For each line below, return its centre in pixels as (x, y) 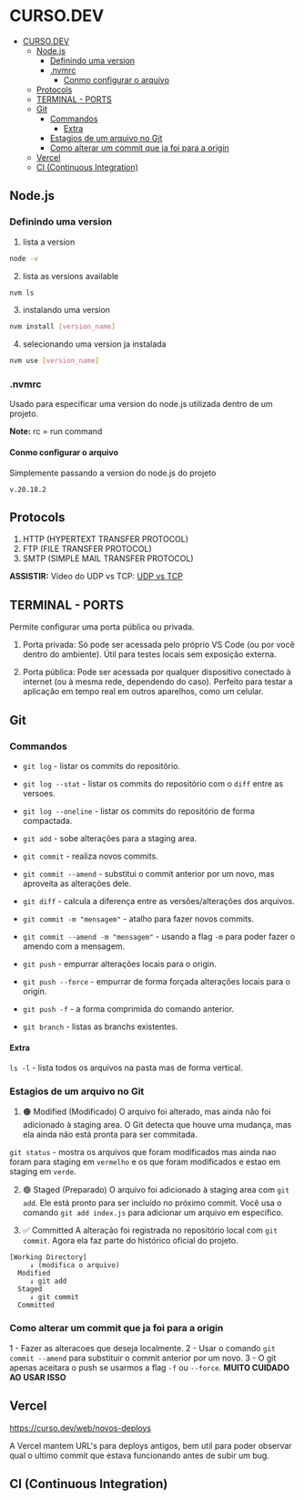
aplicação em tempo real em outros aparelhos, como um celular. (143, 692)
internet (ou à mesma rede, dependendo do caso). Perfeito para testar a (157, 682)
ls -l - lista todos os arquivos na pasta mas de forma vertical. (126, 1068)
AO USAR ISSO (38, 1377)
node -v (24, 258)
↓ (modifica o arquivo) (75, 1266)
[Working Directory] (49, 1257)
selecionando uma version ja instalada (94, 344)
